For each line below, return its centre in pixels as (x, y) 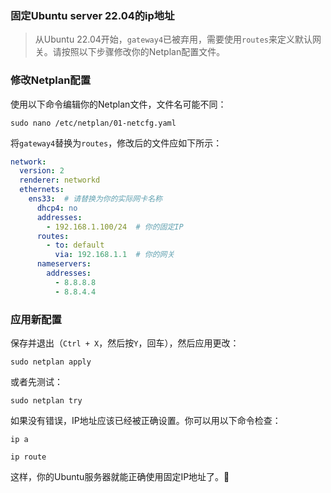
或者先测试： (36, 382)
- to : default (75, 245)
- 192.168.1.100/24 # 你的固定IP (115, 227)
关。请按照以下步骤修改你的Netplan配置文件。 (130, 52)
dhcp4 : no (57, 208)
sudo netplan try (46, 401)
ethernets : (42, 190)
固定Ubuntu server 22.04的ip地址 (92, 15)
